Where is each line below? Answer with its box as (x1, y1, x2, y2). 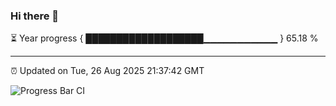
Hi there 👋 (10, 9, 60, 23)
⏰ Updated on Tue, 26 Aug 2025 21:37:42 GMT (10, 65, 205, 77)
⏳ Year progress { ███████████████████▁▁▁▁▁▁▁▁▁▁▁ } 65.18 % (10, 32, 319, 44)
